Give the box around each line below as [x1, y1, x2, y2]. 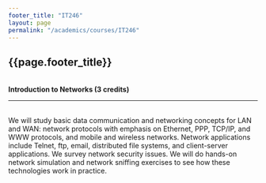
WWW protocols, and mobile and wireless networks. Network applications [8, 133, 251, 142]
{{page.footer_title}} [8, 55, 112, 69]
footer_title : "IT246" [8, 11, 83, 20]
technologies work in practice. [8, 166, 107, 176]
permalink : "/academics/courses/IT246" [8, 26, 140, 34]
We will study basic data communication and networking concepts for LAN [8, 116, 252, 125]
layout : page [8, 19, 51, 27]
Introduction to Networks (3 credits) [8, 84, 130, 95]
